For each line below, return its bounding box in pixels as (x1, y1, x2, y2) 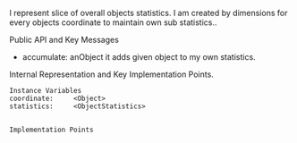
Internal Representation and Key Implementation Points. (9, 69, 215, 80)
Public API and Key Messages (9, 35, 119, 45)
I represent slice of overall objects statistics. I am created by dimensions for (9, 8, 288, 18)
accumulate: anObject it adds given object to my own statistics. (21, 52, 257, 62)
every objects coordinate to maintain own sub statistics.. (9, 17, 217, 28)
